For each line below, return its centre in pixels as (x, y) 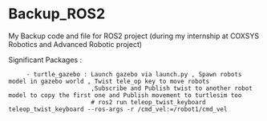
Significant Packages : (45, 60)
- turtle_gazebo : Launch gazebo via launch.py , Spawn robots (134, 74)
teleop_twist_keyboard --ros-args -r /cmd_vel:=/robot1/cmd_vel (118, 109)
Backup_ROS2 (57, 14)
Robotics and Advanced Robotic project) (75, 44)
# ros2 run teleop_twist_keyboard (148, 102)
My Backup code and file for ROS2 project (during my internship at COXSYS (133, 36)
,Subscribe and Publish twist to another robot (172, 88)
